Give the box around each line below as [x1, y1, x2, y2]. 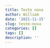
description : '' [5, 35, 39, 40]
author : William [5, 12, 39, 17]
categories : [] [5, 26, 37, 31]
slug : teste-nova [5, 21, 41, 26]
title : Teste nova [5, 7, 43, 12]
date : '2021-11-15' [5, 16, 46, 21]
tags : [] [5, 30, 23, 35]
